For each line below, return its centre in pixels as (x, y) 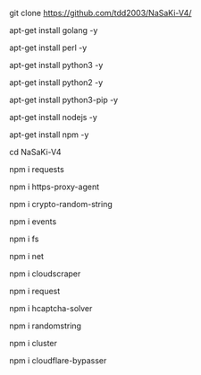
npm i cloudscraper (45, 274)
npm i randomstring (46, 326)
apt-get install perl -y (48, 48)
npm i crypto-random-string (61, 204)
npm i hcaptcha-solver (51, 308)
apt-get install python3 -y (56, 65)
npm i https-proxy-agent (54, 187)
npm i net (27, 256)
